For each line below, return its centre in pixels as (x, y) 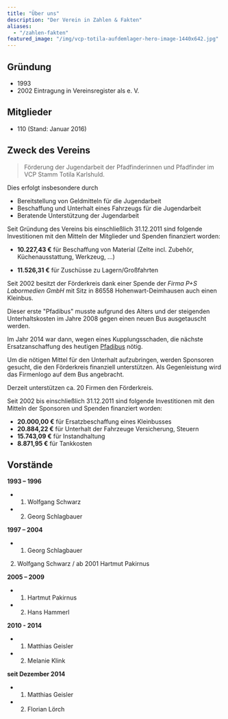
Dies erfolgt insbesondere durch (53, 187)
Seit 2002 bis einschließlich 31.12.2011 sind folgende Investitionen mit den (111, 401)
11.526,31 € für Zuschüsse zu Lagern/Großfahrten (88, 270)
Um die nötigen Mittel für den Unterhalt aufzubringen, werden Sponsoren (111, 359)
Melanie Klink (46, 661)
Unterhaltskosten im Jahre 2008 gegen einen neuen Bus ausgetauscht (107, 318)
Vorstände (30, 465)
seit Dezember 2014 (36, 674)
